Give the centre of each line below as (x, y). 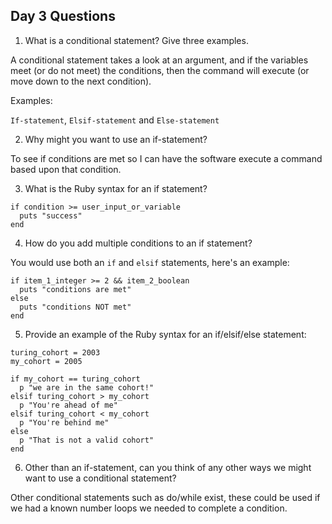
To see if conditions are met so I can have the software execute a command (166, 158)
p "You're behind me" (64, 422)
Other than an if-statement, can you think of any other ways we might (168, 467)
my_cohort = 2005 (46, 361)
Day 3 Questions (63, 16)
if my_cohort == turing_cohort (75, 379)
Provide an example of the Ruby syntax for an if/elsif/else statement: (165, 334)
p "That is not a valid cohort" (87, 440)
